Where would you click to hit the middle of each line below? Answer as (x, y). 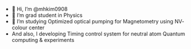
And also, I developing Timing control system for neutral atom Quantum (98, 34)
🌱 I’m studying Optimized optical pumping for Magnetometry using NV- (98, 21)
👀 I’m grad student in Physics (47, 15)
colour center (28, 27)
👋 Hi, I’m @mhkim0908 (39, 9)
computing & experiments (43, 40)
